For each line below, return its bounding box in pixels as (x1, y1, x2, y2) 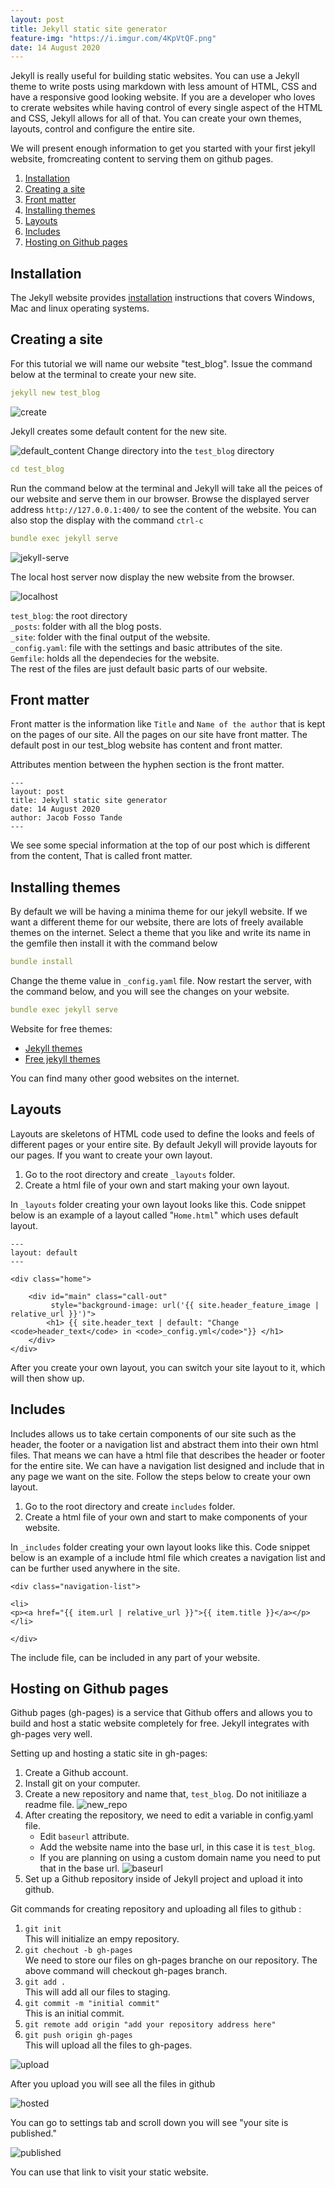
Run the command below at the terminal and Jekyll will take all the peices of (10, 482, 323, 494)
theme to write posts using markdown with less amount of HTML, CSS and (10, 81, 318, 93)
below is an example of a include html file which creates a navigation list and (10, 1551, 326, 1563)
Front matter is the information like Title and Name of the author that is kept (10, 718, 326, 730)
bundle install (10, 957, 74, 967)
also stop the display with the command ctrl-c (10, 514, 204, 526)
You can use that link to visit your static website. (10, 2166, 209, 2178)
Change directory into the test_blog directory (86, 444, 275, 456)
